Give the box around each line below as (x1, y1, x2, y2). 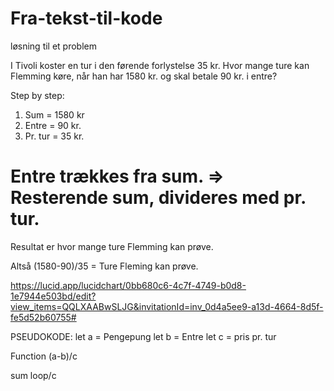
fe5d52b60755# (10, 311, 77, 323)
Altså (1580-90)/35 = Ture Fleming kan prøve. (10, 260, 199, 272)
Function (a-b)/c (10, 350, 78, 362)
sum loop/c (10, 369, 57, 381)
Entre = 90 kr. (24, 119, 82, 131)
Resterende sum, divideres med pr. (10, 187, 307, 209)
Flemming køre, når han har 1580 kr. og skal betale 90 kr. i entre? (10, 70, 278, 82)
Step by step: (10, 89, 65, 101)
